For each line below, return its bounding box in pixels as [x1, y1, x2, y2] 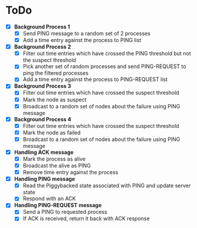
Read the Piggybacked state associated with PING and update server [22, 182, 191, 190]
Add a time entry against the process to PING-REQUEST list [22, 76, 168, 83]
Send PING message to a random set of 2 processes [22, 30, 151, 37]
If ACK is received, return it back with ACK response [22, 215, 150, 222]
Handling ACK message [14, 149, 74, 156]
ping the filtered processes [22, 69, 89, 77]
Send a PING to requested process [22, 208, 107, 216]
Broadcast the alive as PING [22, 162, 91, 169]
